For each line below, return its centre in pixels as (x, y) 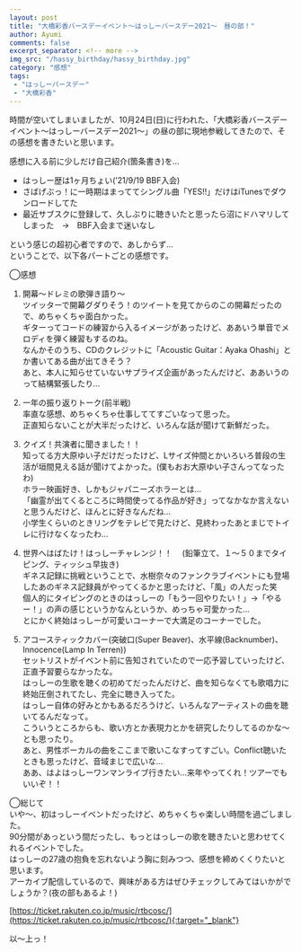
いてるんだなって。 (58, 716)
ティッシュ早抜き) (86, 564)
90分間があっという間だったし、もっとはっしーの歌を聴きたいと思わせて (144, 836)
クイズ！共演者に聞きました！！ (81, 444)
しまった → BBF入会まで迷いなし (89, 225)
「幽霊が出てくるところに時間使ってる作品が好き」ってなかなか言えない (155, 500)
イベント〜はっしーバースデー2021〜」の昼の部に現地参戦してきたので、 (144, 130)
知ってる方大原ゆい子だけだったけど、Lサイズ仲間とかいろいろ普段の (150, 455)
